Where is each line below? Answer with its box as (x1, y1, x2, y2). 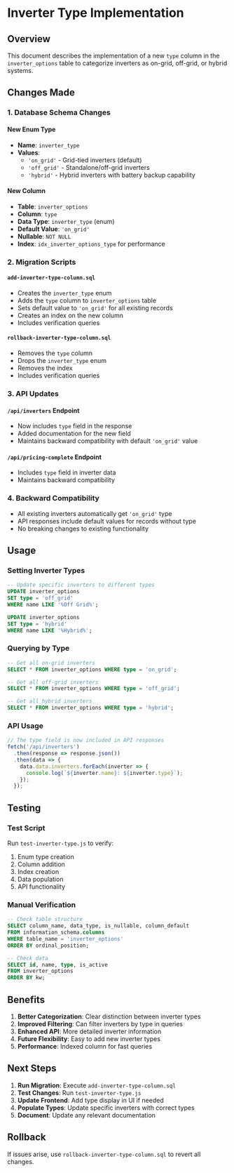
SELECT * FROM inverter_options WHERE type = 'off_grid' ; (7, 685, 180, 692)
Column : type (17, 209, 57, 218)
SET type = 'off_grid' (7, 595, 74, 602)
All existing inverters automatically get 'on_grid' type (17, 509, 172, 517)
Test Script (7, 823, 46, 833)
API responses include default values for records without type (17, 517, 196, 525)
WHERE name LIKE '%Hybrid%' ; (7, 627, 92, 634)
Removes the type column (17, 349, 93, 357)
